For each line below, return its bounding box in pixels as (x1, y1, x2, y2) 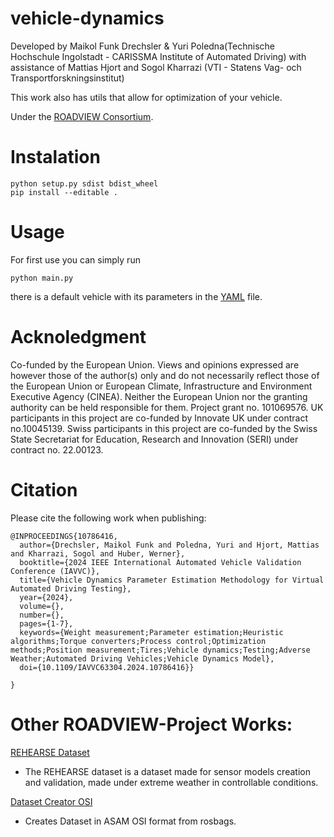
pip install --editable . (10, 187, 118, 197)
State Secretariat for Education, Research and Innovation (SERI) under (10, 433, 299, 445)
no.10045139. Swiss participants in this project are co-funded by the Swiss (10, 422, 318, 434)
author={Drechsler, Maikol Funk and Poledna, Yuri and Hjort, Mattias (19, 540, 320, 550)
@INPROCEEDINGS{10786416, (10, 531, 118, 541)
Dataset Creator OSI (10, 795, 93, 807)
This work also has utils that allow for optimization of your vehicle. (10, 91, 283, 103)
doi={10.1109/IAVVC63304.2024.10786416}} (19, 662, 195, 672)
